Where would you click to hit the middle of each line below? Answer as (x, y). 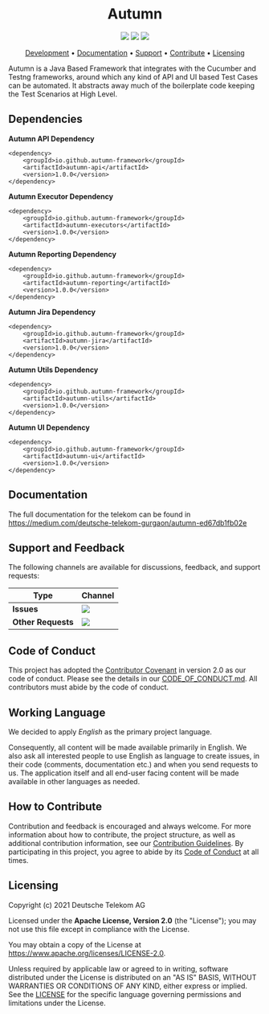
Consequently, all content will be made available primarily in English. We (128, 747)
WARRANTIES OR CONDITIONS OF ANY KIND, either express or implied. (128, 986)
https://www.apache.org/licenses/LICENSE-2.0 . (87, 953)
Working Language (57, 712)
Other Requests (43, 622)
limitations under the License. (57, 1003)
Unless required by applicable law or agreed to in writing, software (118, 968)
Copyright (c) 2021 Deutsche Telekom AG (77, 905)
